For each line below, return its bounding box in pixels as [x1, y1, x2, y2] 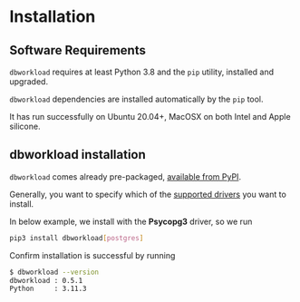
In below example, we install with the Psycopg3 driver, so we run [9, 216, 253, 227]
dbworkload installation [9, 147, 147, 162]
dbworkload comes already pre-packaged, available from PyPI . [9, 170, 242, 182]
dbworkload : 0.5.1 [9, 276, 83, 285]
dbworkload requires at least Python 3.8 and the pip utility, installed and [9, 66, 275, 77]
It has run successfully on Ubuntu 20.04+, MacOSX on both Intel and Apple [9, 112, 292, 122]
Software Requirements [9, 43, 147, 58]
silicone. [9, 121, 41, 132]
